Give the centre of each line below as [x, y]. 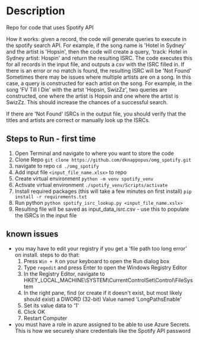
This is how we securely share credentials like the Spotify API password [103, 330]
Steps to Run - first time [51, 139]
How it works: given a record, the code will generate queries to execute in [97, 39]
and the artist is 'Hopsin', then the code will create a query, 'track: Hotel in [97, 51]
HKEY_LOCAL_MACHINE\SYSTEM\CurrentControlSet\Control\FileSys [108, 280]
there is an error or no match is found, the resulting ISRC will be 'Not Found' [99, 70]
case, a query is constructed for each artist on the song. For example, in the [99, 83]
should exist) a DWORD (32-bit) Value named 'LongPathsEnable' [103, 299]
